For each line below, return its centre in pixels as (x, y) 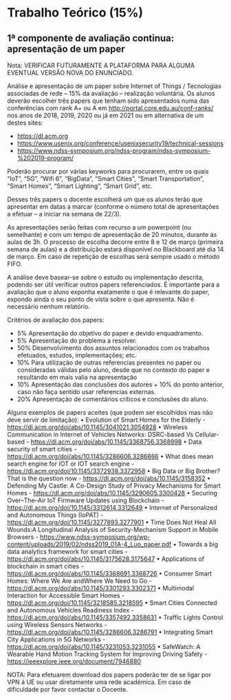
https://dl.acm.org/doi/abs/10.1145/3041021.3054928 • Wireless (97, 427)
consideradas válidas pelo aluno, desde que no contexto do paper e (113, 370)
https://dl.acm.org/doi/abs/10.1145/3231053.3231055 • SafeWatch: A (104, 647)
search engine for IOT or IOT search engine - (71, 464)
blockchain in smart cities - (45, 566)
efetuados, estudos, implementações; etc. (77, 355)
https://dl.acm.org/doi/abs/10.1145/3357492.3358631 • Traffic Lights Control (115, 617)
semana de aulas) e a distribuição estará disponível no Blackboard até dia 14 (115, 249)
